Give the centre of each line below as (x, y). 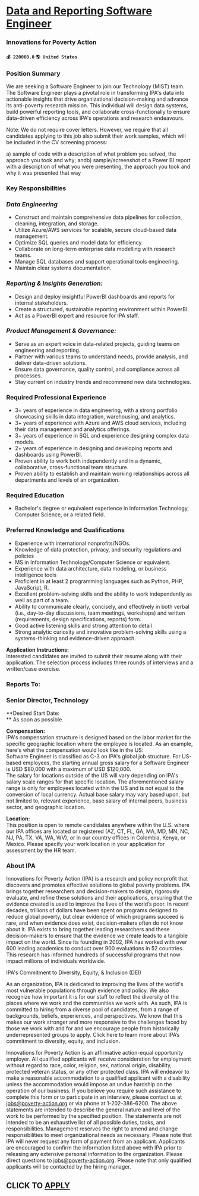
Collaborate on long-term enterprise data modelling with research (95, 249)
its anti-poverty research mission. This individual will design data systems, (97, 105)
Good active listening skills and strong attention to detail (83, 625)
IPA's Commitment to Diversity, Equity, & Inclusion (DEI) (74, 972)
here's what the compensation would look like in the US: (75, 750)
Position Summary (33, 73)
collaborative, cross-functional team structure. (72, 467)
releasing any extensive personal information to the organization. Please (94, 1154)
